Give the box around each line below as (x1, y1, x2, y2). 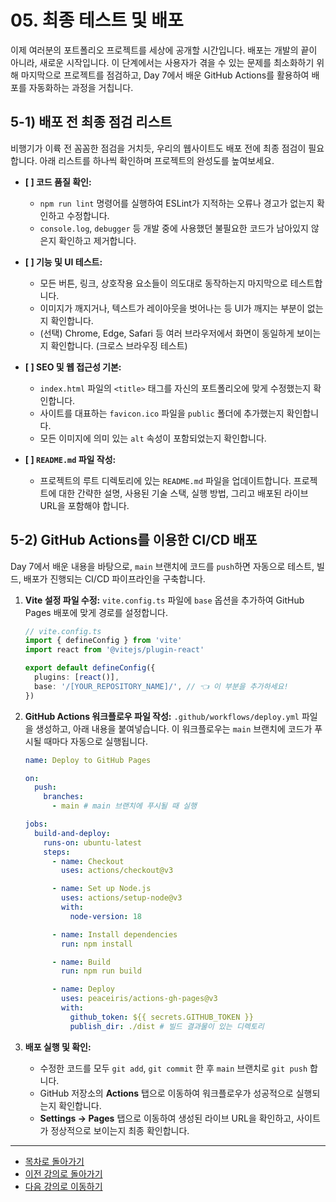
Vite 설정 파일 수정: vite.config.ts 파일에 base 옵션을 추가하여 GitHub (24, 594, 305, 606)
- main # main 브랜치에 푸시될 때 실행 (51, 801, 197, 811)
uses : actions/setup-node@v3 (61, 893, 183, 903)
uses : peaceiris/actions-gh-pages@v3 (61, 994, 218, 1004)
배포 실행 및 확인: (24, 1041, 92, 1053)
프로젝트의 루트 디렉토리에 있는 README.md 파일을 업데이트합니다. (39, 474, 292, 486)
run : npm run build (61, 966, 142, 976)
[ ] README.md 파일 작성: (24, 453, 117, 465)
